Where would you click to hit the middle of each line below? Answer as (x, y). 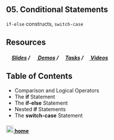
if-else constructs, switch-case (45, 24)
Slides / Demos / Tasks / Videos (60, 58)
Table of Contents (39, 76)
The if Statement (35, 96)
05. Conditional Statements (57, 10)
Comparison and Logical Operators (57, 90)
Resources (26, 43)
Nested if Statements (40, 109)
